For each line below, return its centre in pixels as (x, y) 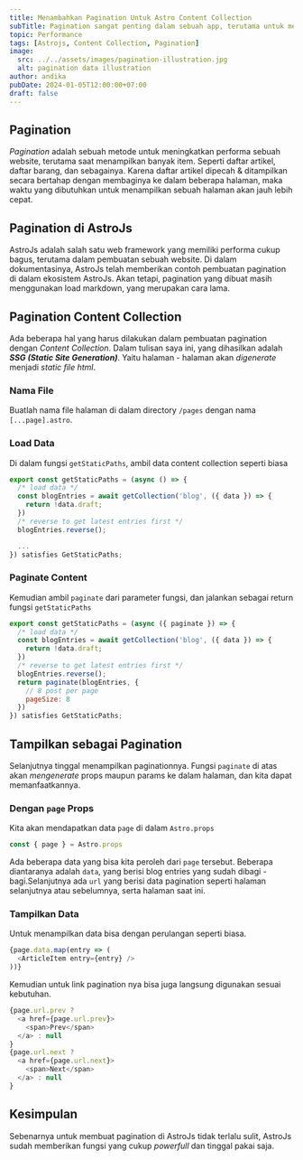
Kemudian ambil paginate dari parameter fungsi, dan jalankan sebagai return (151, 597)
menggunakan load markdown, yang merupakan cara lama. (119, 288)
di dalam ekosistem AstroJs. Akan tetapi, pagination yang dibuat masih (141, 279)
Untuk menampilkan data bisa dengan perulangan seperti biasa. (128, 934)
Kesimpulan (44, 1114)
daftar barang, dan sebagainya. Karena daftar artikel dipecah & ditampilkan (149, 171)
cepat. (21, 200)
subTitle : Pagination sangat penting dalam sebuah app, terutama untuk (147, 26)
